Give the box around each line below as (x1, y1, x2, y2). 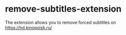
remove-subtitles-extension (5, 3, 122, 15)
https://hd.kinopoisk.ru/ (5, 24, 52, 30)
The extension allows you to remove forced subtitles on (5, 19, 116, 25)
